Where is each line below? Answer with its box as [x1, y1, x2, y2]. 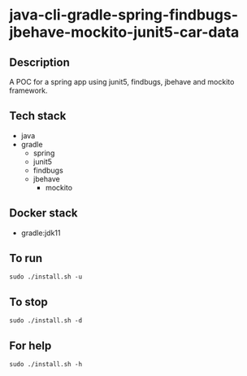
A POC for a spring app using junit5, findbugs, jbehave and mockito [9, 77, 235, 86]
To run [9, 251, 43, 265]
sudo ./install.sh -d [9, 317, 83, 325]
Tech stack [9, 109, 67, 123]
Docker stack [9, 206, 78, 221]
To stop [9, 295, 48, 308]
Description [9, 55, 70, 69]
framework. [9, 85, 48, 95]
